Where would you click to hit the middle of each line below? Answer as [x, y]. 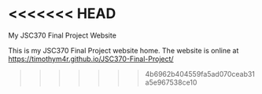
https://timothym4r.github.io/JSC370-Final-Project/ [91, 59]
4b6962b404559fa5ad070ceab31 [200, 74]
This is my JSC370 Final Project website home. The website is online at [124, 50]
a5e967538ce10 [171, 82]
